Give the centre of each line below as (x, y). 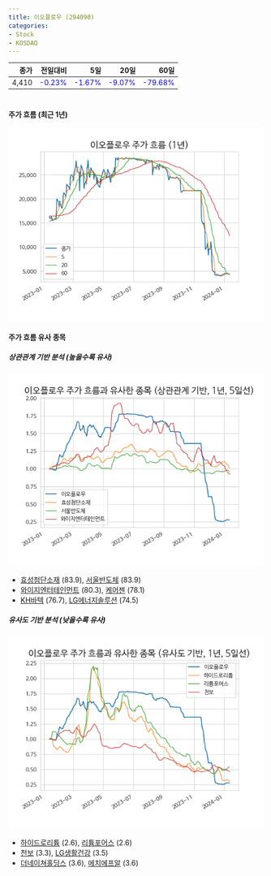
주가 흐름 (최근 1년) (38, 114)
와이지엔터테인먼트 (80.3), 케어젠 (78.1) (82, 589)
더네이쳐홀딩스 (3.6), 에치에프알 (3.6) (80, 863)
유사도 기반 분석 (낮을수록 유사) (57, 620)
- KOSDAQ (23, 43)
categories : (28, 26)
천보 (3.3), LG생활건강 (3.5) (64, 852)
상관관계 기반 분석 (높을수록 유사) (60, 357)
